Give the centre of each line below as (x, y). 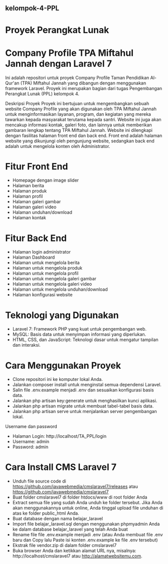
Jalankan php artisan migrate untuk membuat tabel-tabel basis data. (83, 406)
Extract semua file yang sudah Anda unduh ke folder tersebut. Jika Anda (88, 503)
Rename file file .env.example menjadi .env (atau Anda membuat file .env (88, 535)
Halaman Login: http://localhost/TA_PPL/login (59, 436)
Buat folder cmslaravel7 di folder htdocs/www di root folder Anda (80, 497)
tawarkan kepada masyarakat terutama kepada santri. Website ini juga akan (83, 119)
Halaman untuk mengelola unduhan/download (60, 289)
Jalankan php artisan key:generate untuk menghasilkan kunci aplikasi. (85, 401)
